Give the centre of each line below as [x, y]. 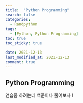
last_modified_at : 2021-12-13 [37, 57]
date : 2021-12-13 [24, 52]
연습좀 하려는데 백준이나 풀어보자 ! [39, 95]
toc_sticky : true [24, 43]
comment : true [20, 62]
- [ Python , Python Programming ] [44, 34]
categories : [18, 19]
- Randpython [24, 24]
